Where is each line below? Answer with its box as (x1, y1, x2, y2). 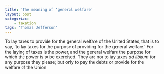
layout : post (5, 12, 32, 17)
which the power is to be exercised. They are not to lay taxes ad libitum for (5, 54, 156, 60)
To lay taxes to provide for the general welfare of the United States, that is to (5, 38, 159, 44)
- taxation (14, 20, 36, 26)
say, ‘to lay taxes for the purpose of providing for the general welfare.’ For (5, 44, 154, 50)
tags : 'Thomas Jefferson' (5, 25, 58, 30)
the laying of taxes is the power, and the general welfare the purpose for (5, 49, 151, 55)
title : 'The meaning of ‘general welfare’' (5, 7, 95, 12)
